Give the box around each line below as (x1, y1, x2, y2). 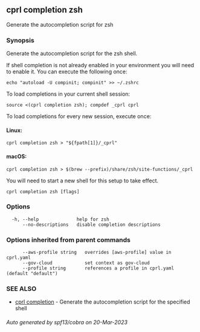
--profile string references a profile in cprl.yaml (22, 265, 174, 271)
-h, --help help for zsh (11, 216, 110, 222)
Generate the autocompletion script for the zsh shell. (6, 50, 138, 57)
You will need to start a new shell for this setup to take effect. (6, 177, 159, 184)
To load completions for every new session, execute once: (6, 113, 152, 120)
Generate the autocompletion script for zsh (6, 21, 114, 28)
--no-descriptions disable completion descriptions (22, 221, 161, 228)
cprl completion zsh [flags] (6, 188, 80, 194)
